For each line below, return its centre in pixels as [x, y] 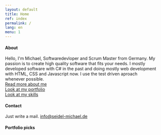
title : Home [17, 14]
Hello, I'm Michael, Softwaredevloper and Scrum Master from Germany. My [80, 58]
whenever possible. [25, 79]
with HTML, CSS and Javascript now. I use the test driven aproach [71, 74]
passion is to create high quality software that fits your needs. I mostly [75, 64]
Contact [13, 105]
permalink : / [18, 23]
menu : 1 [13, 32]
